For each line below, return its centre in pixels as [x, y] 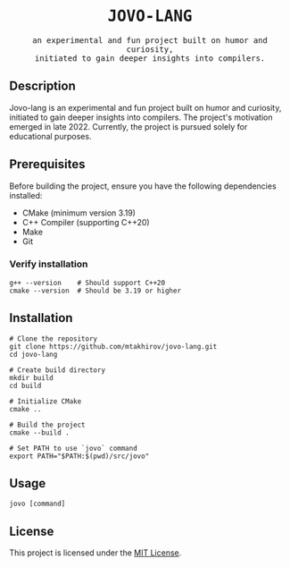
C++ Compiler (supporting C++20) [86, 222]
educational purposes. [50, 136]
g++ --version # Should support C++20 [87, 283]
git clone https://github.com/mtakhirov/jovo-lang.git [113, 346]
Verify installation [49, 264]
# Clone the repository [54, 339]
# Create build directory [57, 370]
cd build [25, 385]
